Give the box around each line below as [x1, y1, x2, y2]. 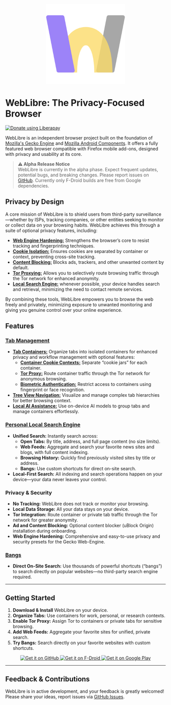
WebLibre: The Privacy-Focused [5, 97, 145, 109]
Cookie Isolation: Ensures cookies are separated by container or [12, 248, 149, 254]
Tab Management [5, 337, 50, 344]
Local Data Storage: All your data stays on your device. [12, 506, 129, 512]
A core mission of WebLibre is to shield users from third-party [5, 211, 135, 217]
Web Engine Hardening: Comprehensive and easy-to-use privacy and [12, 533, 160, 539]
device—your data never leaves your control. [12, 476, 107, 482]
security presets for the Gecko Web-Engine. [12, 539, 105, 545]
